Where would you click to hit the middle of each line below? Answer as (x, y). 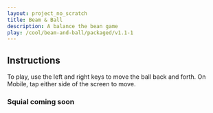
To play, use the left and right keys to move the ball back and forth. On (106, 77)
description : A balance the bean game (63, 26)
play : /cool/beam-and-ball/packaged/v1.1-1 (70, 33)
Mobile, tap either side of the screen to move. (71, 84)
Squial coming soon (41, 101)
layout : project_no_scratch (47, 13)
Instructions (34, 60)
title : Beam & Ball (35, 20)
